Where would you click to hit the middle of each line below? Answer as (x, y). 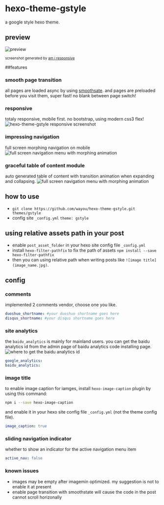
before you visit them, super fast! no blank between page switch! (70, 96)
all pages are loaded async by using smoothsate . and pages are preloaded (80, 90)
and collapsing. (20, 181)
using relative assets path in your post (65, 233)
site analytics (22, 330)
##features (16, 67)
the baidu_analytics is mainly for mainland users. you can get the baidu (78, 341)
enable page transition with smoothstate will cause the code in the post (84, 492)
